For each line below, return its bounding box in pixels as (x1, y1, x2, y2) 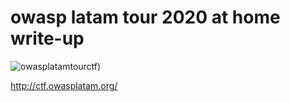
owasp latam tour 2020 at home (10, 6, 281, 29)
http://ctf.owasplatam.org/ (10, 79, 118, 91)
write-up (10, 27, 85, 50)
